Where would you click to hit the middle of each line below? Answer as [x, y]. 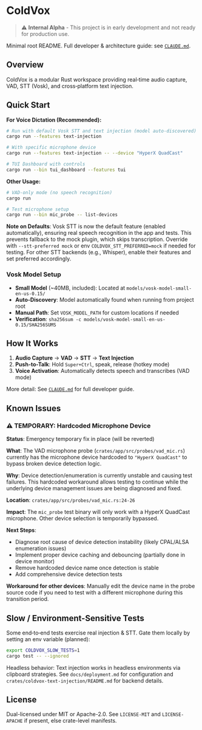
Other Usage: [24, 181]
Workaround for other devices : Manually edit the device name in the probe [101, 586]
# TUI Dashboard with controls [46, 164]
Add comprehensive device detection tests [69, 574]
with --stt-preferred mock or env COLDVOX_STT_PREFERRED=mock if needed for [101, 246]
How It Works [32, 343]
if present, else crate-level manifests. [70, 721]
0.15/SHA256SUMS [35, 325]
